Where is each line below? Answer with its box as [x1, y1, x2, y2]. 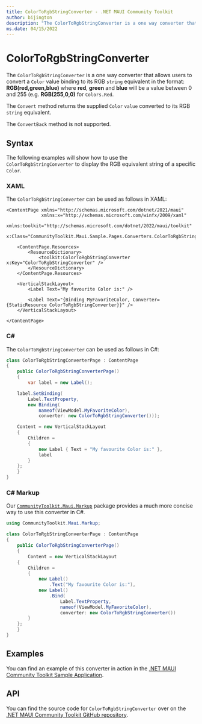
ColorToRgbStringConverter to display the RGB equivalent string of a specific [6, 160, 196, 168]
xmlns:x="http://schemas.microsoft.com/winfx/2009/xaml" [41, 212, 187, 219]
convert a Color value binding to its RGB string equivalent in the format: [6, 78, 185, 85]
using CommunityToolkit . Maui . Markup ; [6, 520, 101, 526]
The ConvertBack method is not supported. [6, 121, 111, 128]
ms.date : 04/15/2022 [6, 25, 58, 32]
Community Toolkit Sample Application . [6, 671, 104, 678]
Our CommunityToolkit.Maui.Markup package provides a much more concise [6, 502, 194, 509]
